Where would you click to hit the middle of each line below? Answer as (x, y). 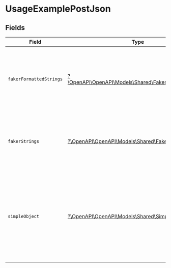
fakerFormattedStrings (35, 79)
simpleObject (24, 216)
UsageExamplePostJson (58, 9)
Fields (15, 28)
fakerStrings (24, 141)
